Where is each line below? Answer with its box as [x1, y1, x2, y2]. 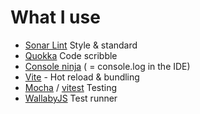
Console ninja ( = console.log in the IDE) [24, 60, 191, 72]
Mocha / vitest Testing [24, 81, 118, 93]
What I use [10, 6, 101, 29]
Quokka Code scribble [24, 49, 118, 61]
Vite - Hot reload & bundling [24, 71, 140, 83]
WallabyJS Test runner [24, 92, 118, 104]
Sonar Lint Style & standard [24, 39, 138, 51]
